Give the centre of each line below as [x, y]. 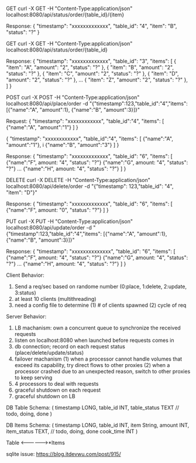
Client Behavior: [25, 275]
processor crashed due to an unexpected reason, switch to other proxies [102, 371]
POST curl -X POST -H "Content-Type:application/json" [73, 97]
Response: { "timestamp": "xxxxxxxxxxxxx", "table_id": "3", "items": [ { [91, 61]
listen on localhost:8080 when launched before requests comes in [94, 340]
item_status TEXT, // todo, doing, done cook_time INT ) [72, 431]
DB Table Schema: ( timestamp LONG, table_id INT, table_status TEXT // [93, 407]
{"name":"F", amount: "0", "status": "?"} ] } [58, 210]
